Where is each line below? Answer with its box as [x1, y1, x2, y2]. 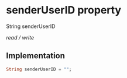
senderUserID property [6, 3, 122, 17]
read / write [6, 34, 34, 41]
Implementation [6, 51, 66, 61]
